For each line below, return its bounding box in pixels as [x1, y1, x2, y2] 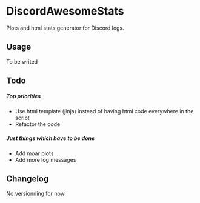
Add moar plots [15, 150, 54, 157]
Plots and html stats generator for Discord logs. [6, 24, 124, 32]
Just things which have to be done [6, 135, 95, 142]
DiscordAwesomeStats [6, 4, 124, 18]
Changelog [6, 174, 49, 184]
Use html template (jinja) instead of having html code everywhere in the [15, 108, 194, 115]
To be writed [6, 58, 38, 65]
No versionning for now [6, 190, 65, 197]
